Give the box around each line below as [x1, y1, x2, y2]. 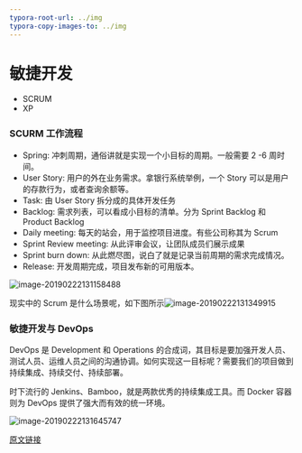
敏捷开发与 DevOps [9, 322, 94, 335]
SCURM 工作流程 [9, 127, 84, 140]
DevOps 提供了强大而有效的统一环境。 [26, 398, 170, 409]
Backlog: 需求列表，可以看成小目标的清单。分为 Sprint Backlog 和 [22, 206, 266, 217]
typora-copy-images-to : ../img [9, 22, 127, 31]
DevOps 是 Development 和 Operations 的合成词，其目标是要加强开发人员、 [9, 345, 291, 356]
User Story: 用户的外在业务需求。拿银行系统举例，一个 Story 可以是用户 [22, 172, 289, 183]
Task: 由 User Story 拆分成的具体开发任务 [22, 195, 176, 206]
